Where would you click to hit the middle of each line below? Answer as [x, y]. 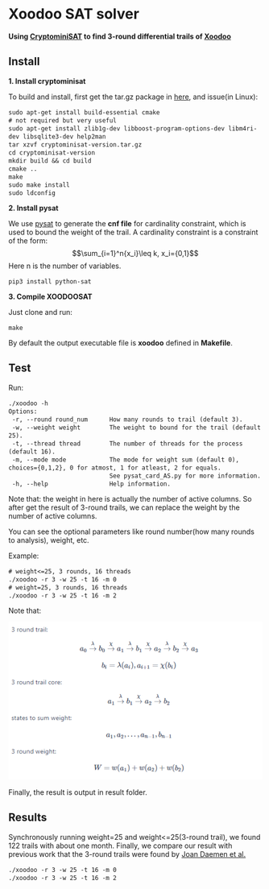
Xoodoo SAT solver [74, 14]
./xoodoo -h [28, 403]
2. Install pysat [33, 208]
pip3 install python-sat [50, 281]
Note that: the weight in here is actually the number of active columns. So [130, 498]
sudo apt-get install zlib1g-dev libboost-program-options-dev [117, 128]
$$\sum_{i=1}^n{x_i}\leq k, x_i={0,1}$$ [135, 253]
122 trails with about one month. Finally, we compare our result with [120, 846]
